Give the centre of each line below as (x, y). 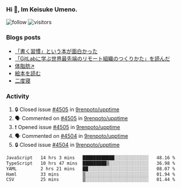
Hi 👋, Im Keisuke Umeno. (42, 9)
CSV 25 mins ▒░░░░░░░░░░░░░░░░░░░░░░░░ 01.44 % (91, 180)
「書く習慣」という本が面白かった (56, 51)
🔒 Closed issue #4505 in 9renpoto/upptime (67, 109)
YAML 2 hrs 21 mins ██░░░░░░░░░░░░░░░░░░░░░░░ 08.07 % (91, 169)
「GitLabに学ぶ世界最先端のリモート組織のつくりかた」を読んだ (92, 58)
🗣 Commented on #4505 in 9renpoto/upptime (71, 118)
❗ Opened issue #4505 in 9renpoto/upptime (67, 127)
